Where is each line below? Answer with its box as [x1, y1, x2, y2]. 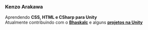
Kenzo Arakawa [5, 3, 43, 10]
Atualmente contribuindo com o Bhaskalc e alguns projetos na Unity [5, 19, 143, 25]
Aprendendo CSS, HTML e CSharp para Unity [5, 15, 97, 20]
